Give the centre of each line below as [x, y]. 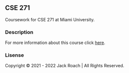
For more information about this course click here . [55, 43]
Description [19, 32]
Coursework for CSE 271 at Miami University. [50, 19]
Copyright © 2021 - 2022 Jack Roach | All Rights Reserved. [65, 66]
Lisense [15, 55]
